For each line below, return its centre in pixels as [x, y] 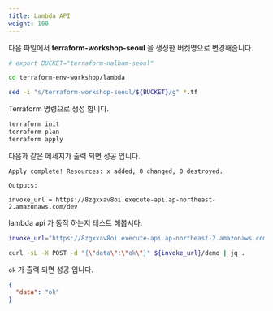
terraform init [34, 124]
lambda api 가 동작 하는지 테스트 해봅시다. [76, 222]
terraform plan [34, 132]
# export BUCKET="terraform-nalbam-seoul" [81, 63]
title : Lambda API [39, 16]
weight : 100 [28, 24]
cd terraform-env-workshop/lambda [67, 78]
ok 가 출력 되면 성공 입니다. [51, 270]
